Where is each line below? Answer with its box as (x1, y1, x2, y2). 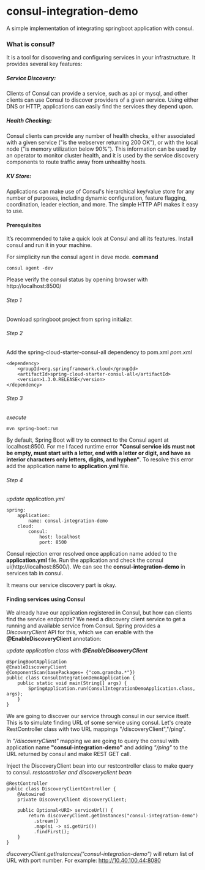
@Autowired (17, 792, 45, 798)
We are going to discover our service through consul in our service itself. (6, 713, 190, 720)
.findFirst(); (33, 829, 70, 835)
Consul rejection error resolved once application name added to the (6, 550, 177, 558)
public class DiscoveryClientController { (6, 786, 116, 792)
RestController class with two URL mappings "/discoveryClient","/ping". (6, 725, 186, 733)
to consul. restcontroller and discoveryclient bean (6, 769, 132, 776)
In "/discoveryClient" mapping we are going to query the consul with (6, 737, 179, 745)
